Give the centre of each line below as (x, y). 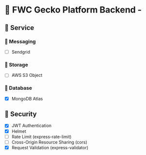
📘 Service (19, 28)
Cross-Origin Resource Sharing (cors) (49, 142)
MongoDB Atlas (27, 99)
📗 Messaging (20, 42)
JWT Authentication (32, 126)
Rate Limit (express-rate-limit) (41, 137)
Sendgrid (21, 52)
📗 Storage (16, 65)
